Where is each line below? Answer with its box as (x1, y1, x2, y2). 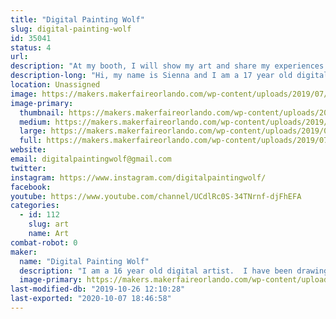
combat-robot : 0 (10, 237, 78, 248)
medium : (19, 117, 52, 127)
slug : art (28, 219, 70, 230)
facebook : (10, 182, 52, 192)
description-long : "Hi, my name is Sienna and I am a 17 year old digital (10, 71, 329, 81)
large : (19, 126, 47, 136)
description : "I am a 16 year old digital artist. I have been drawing (19, 266, 329, 276)
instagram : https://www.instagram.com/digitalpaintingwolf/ (10, 172, 267, 183)
